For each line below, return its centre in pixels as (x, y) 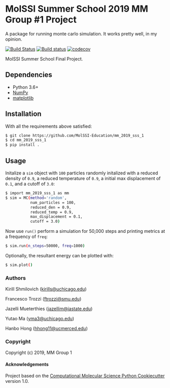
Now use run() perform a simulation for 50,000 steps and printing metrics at (85, 231)
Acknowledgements (27, 365)
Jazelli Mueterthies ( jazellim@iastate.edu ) (49, 309)
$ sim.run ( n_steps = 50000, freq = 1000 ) (45, 246)
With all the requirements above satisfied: (49, 126)
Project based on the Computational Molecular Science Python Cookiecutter (85, 376)
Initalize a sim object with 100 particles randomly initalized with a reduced (82, 173)
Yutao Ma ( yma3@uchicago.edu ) (40, 319)
